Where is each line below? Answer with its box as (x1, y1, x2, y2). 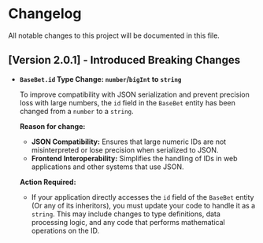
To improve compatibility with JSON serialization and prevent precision (19, 90, 250, 99)
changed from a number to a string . (19, 106, 134, 116)
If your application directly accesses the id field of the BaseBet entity (31, 192, 254, 201)
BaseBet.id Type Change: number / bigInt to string (19, 74, 182, 83)
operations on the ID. (31, 226, 100, 235)
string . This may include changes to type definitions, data (31, 209, 220, 219)
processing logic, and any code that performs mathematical (31, 217, 226, 226)
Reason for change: (19, 121, 86, 131)
